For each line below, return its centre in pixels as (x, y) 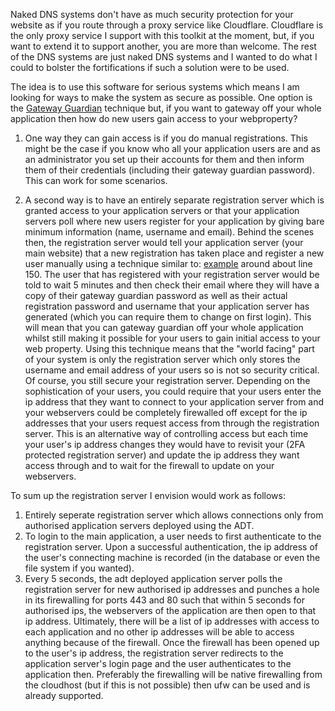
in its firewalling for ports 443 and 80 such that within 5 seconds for (164, 600)
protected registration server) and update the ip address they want (162, 455)
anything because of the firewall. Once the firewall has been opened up (172, 642)
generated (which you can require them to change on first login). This (168, 317)
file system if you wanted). (79, 568)
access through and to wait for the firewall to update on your (149, 465)
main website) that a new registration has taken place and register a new (174, 253)
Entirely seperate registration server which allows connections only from (174, 515)
